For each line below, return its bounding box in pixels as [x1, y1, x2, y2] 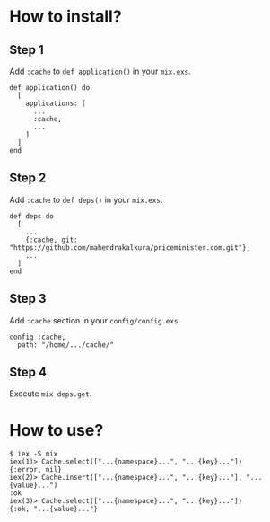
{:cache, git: [25, 235, 78, 244]
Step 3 [9, 291, 47, 306]
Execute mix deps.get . [9, 388, 92, 399]
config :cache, [9, 332, 66, 341]
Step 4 [9, 365, 48, 380]
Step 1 [9, 42, 45, 58]
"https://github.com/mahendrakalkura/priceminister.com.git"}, [9, 243, 251, 252]
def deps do [9, 211, 54, 221]
